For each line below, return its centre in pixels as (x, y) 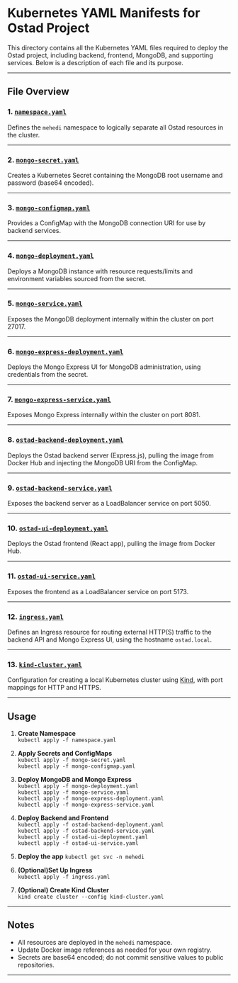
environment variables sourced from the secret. (77, 278)
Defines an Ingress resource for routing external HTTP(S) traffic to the (109, 632)
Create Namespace (47, 733)
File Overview (38, 92)
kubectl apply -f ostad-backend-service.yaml (86, 831)
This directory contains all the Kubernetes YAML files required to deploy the (118, 47)
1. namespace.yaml (37, 112)
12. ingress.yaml (35, 616)
